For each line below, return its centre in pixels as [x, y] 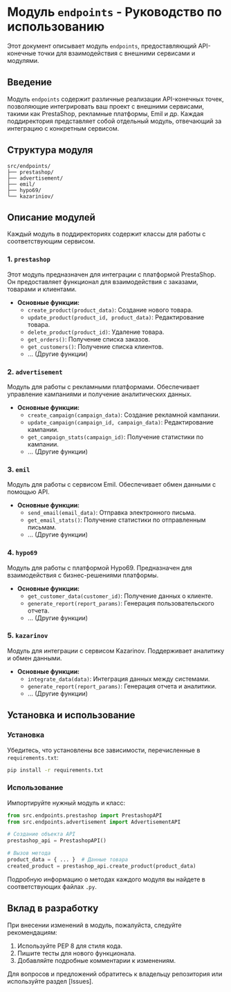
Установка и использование [71, 715]
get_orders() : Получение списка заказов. [89, 339]
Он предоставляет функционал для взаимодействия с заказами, [103, 281]
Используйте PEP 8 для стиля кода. [70, 946]
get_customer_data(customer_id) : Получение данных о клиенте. [120, 596]
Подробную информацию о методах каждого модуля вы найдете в [107, 879]
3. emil [19, 469]
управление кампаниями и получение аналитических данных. [100, 394]
